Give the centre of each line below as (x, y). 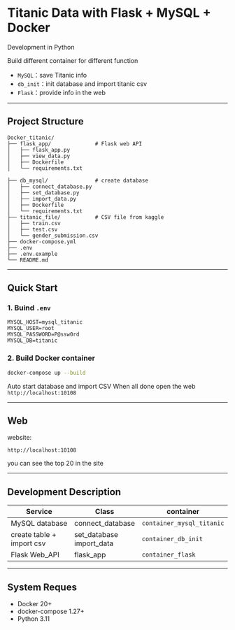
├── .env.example (33, 254)
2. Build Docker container (51, 358)
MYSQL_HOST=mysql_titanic (45, 322)
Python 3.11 (34, 619)
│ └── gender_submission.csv (53, 236)
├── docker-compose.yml (42, 242)
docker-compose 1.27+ (51, 611)
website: (20, 438)
